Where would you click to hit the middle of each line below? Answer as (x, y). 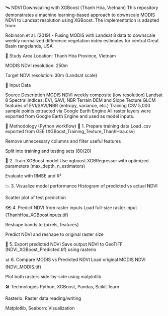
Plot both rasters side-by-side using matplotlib (53, 276)
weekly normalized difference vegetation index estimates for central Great (82, 41)
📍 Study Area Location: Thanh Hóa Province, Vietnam (61, 56)
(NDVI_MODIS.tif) (23, 267)
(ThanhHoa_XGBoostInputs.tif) (37, 215)
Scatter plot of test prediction (36, 198)
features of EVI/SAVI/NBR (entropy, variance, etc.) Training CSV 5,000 (78, 106)
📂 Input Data (18, 85)
